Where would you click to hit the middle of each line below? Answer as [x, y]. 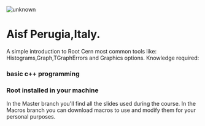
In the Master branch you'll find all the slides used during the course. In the [101, 104]
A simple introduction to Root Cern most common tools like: [82, 51]
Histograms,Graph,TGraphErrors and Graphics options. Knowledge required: [103, 58]
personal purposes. [31, 117]
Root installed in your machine [53, 90]
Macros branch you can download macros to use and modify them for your [101, 110]
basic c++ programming [43, 74]
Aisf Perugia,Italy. [53, 34]
